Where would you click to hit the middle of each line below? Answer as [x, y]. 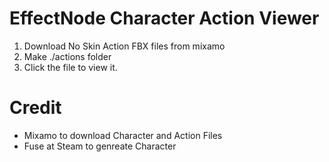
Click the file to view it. [70, 67]
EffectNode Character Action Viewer [164, 18]
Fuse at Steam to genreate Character [100, 146]
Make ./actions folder [67, 56]
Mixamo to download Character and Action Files [123, 135]
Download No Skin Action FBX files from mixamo [124, 46]
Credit [35, 108]
